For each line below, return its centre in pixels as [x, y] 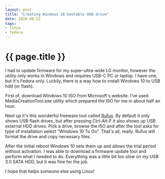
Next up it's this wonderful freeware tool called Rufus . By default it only [78, 116]
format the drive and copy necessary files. [48, 136]
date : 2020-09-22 [23, 19]
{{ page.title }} [35, 57]
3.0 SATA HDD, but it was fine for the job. [47, 162]
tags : [11, 23]
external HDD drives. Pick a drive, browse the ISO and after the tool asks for [82, 126]
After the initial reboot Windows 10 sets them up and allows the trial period [81, 146]
